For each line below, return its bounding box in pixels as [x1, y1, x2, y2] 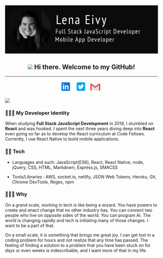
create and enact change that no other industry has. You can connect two [5, 207, 153, 213]
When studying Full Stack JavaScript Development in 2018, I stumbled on [5, 121, 154, 127]
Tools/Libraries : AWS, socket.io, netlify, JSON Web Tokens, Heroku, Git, [12, 174, 157, 179]
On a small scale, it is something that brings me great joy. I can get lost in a [5, 232, 155, 238]
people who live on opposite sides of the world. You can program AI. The [5, 212, 151, 218]
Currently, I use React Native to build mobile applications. [5, 136, 120, 142]
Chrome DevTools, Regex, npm [12, 179, 74, 185]
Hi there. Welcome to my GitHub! [34, 63, 135, 71]
